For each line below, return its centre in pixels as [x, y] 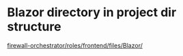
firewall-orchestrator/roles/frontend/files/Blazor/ [75, 45]
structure [34, 27]
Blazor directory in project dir [92, 12]
